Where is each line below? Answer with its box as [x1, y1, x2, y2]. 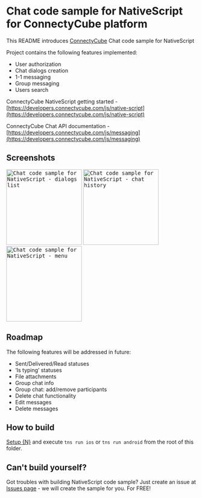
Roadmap [6, 332, 43, 343]
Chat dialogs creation [14, 66, 69, 74]
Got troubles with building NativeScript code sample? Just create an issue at [6, 479, 196, 486]
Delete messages [14, 405, 58, 412]
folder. [6, 445, 22, 452]
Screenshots [6, 153, 55, 163]
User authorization [14, 60, 62, 68]
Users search [14, 86, 49, 93]
